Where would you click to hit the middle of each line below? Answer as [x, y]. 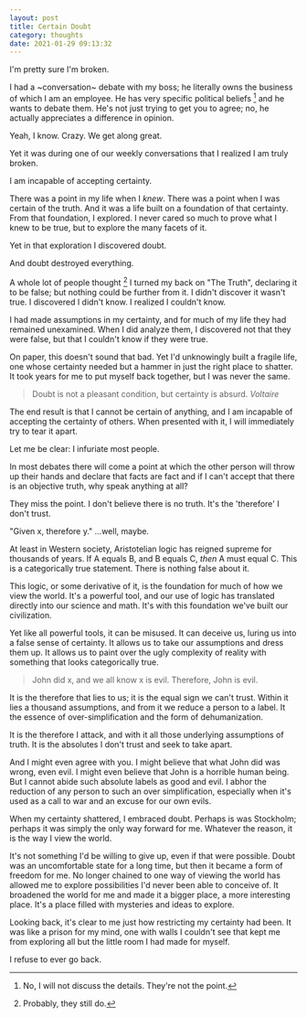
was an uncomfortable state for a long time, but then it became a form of [146, 865]
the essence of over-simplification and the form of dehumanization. [136, 717]
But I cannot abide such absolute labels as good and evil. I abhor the [138, 781]
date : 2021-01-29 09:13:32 [61, 43]
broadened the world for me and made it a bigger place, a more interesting [150, 895]
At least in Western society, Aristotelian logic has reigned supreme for [141, 549]
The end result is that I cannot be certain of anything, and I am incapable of [151, 412]
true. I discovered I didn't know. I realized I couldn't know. [118, 302]
